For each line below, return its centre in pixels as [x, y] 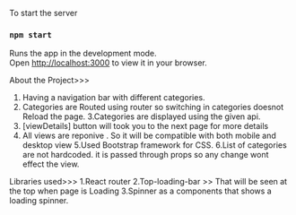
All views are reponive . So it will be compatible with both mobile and [149, 136]
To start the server [44, 13]
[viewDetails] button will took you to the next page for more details [145, 126]
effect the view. [51, 164]
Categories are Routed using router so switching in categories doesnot [153, 107]
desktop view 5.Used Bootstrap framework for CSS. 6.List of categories [154, 145]
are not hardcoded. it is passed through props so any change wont [145, 155]
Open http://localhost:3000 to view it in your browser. [109, 63]
